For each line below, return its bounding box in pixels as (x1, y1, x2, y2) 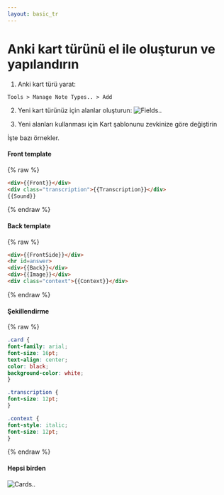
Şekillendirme (7, 307, 50, 315)
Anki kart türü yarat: (17, 80, 77, 88)
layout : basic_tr (7, 10, 59, 18)
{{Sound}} (7, 193, 37, 200)
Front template (7, 150, 52, 159)
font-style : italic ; (7, 421, 69, 429)
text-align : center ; (7, 356, 69, 363)
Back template (7, 221, 51, 230)
